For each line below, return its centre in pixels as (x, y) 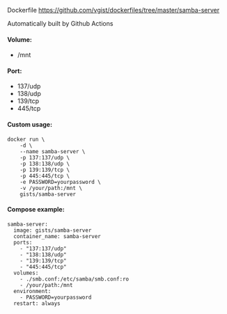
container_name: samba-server (57, 236)
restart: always (37, 303)
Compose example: (36, 210)
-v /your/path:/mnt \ (51, 188)
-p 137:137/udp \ (45, 157)
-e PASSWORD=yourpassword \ (60, 182)
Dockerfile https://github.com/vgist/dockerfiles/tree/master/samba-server (113, 10)
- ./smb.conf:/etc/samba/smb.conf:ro (75, 279)
